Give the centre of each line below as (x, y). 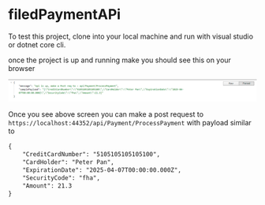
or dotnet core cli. (37, 44)
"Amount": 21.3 (47, 186)
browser (22, 68)
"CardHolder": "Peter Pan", (68, 162)
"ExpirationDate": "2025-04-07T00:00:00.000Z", (102, 170)
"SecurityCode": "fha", (62, 178)
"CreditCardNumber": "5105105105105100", (91, 155)
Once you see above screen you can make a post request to (106, 114)
